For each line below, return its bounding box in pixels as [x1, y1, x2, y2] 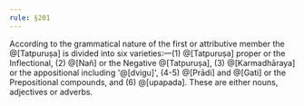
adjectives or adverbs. [9, 86, 93, 97]
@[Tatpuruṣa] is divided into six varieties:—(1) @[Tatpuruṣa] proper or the [9, 47, 286, 59]
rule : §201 [9, 13, 51, 23]
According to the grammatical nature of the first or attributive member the [9, 38, 285, 49]
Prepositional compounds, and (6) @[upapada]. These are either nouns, [9, 76, 279, 87]
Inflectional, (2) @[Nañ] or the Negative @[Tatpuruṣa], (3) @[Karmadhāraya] [9, 57, 296, 68]
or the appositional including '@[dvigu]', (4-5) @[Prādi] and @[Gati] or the [9, 67, 287, 78]
